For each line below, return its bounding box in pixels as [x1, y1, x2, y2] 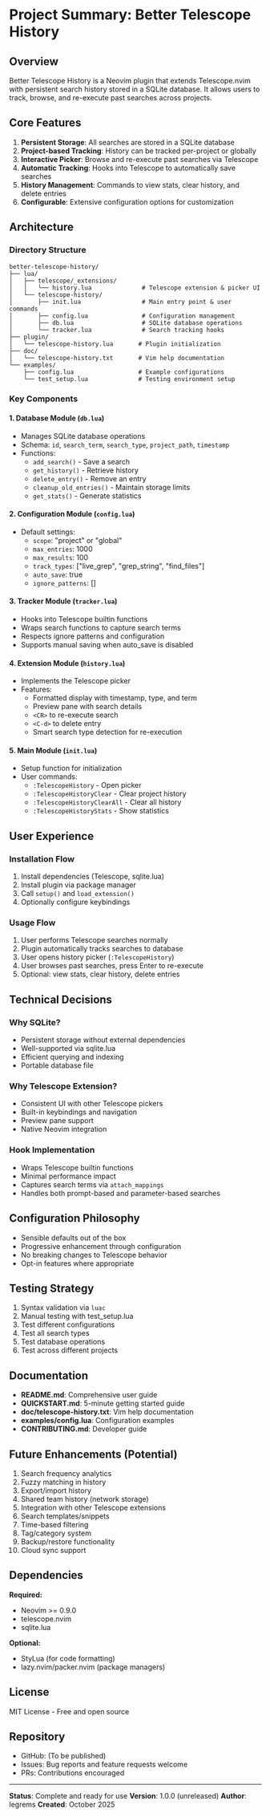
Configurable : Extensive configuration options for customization [20, 197, 235, 206]
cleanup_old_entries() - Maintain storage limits [32, 482, 191, 492]
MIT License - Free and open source [9, 1706, 130, 1716]
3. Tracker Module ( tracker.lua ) [9, 596, 118, 606]
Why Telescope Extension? [9, 1081, 118, 1092]
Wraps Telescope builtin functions [20, 1162, 135, 1172]
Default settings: [20, 527, 75, 537]
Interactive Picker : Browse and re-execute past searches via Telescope [20, 154, 259, 164]
